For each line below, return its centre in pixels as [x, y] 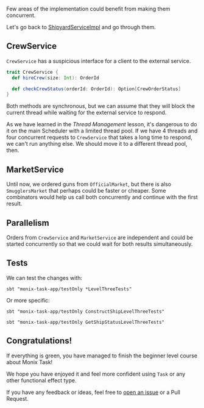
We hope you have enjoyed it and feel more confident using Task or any [96, 374]
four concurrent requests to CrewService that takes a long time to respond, [100, 137]
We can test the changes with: [44, 277]
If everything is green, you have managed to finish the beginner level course [102, 356]
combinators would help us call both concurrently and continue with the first [102, 197]
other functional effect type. [41, 380]
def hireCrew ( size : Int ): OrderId [55, 78]
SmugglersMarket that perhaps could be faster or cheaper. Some [86, 191]
